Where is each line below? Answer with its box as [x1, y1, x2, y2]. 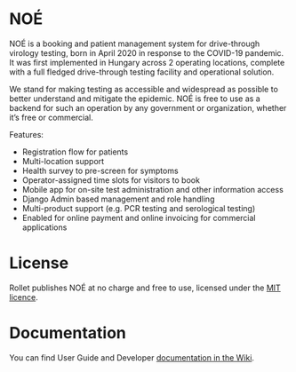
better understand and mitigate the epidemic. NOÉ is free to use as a [9, 93, 260, 104]
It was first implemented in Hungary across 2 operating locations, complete [9, 57, 285, 67]
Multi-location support [21, 155, 105, 166]
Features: [9, 129, 44, 139]
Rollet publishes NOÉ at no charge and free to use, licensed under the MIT [9, 282, 282, 293]
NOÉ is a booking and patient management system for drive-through [9, 38, 260, 49]
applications [21, 222, 68, 233]
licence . [9, 291, 38, 302]
